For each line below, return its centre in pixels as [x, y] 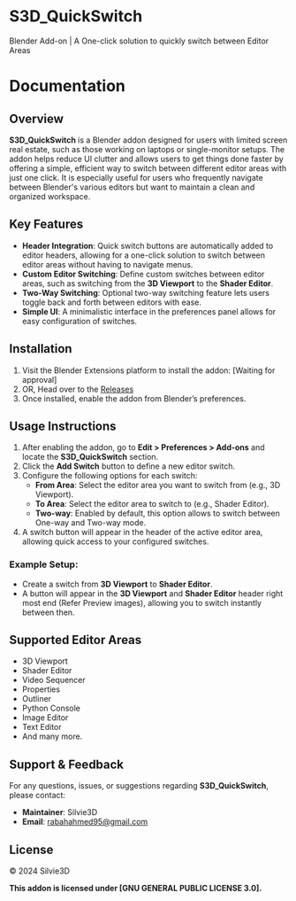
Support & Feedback [67, 764]
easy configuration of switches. [80, 321]
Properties [41, 689]
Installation [41, 349]
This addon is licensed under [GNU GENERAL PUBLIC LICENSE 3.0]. [136, 889]
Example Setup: [44, 564]
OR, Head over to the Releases [78, 389]
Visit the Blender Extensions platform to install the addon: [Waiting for [148, 370]
